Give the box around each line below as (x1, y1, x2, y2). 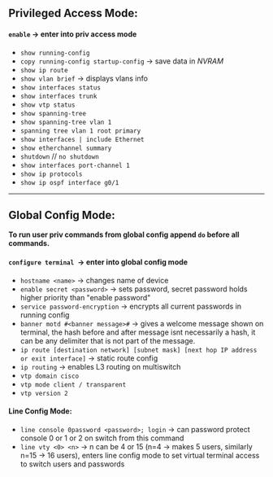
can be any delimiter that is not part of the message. (19, 335, 196, 345)
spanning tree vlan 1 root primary (19, 126, 141, 135)
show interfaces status (19, 83, 102, 92)
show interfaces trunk (19, 92, 97, 100)
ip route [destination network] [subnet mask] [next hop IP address (19, 346, 258, 354)
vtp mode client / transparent (19, 380, 127, 389)
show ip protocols (19, 170, 83, 178)
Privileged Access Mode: (8, 7, 138, 20)
